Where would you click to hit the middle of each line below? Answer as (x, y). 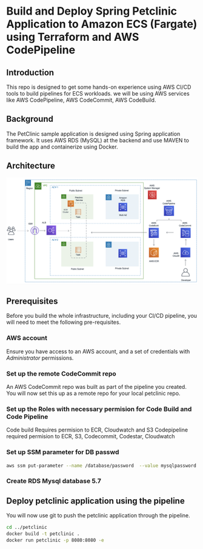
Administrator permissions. (40, 358)
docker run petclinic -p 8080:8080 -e (55, 540)
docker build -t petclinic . (43, 534)
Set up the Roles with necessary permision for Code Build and (99, 409)
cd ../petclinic (27, 528)
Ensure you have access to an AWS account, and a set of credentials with (98, 351)
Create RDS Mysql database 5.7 (54, 481)
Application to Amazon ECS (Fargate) (102, 24)
